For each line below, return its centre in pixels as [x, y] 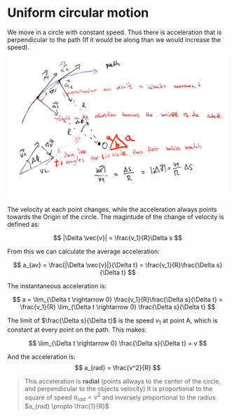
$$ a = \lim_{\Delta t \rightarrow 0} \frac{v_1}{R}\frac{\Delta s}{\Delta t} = [118, 299]
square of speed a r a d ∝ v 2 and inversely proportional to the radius [120, 397]
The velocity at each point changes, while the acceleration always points [112, 209]
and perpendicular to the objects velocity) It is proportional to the [118, 388]
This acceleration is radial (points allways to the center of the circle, [122, 381]
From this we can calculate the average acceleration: [83, 251]
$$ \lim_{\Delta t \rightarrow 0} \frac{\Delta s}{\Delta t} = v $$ [118, 343]
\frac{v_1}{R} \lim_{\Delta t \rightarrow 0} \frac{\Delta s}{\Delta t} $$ [118, 306]
